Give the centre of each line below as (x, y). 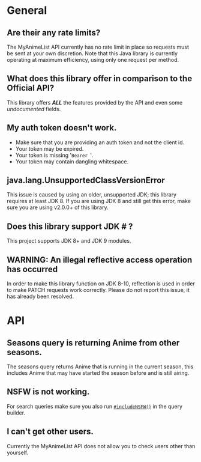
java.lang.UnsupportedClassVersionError (86, 181)
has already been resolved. (40, 296)
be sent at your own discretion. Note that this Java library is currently (92, 53)
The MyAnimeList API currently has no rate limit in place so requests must (98, 47)
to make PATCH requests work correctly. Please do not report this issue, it (98, 290)
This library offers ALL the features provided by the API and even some (95, 102)
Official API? (31, 88)
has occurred (32, 269)
